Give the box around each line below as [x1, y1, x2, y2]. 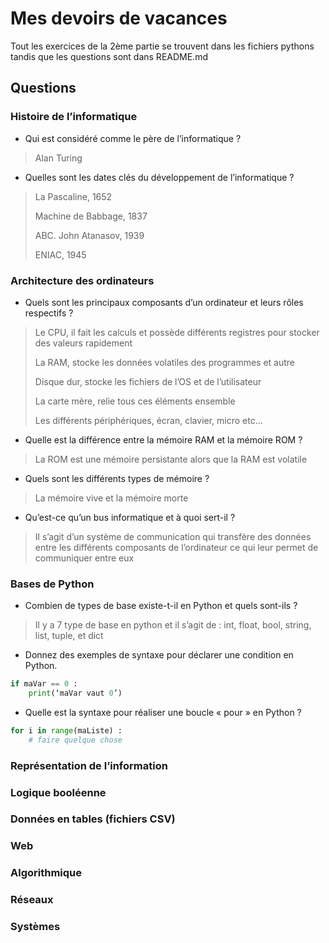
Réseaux [10, 893, 54, 907]
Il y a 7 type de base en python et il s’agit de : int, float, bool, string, [34, 619, 312, 631]
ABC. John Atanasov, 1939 [34, 229, 145, 241]
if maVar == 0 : [10, 679, 78, 689]
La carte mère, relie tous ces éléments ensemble [34, 395, 236, 407]
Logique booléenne [10, 785, 107, 799]
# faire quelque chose [28, 735, 123, 745]
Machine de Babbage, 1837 [34, 210, 148, 222]
